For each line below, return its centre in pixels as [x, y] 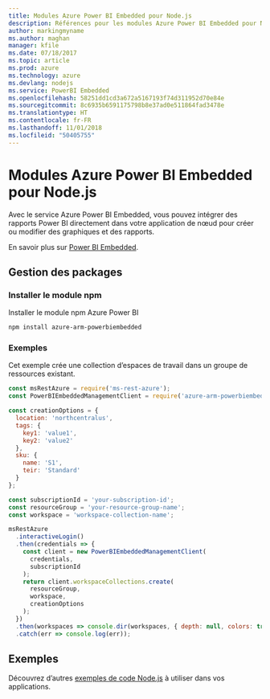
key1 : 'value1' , [50, 433]
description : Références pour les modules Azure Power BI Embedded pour [133, 23]
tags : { [29, 425]
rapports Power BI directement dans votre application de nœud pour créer [131, 223]
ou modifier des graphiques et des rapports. [82, 231]
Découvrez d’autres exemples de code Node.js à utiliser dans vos [117, 678]
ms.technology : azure [45, 76]
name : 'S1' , [43, 463]
